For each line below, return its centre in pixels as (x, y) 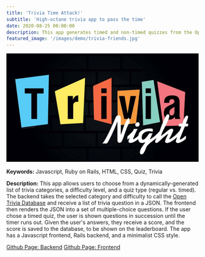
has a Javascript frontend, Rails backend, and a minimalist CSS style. (93, 235)
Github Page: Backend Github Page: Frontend (63, 247)
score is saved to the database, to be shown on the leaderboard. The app (99, 228)
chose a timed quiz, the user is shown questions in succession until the (96, 215)
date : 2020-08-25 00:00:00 (41, 26)
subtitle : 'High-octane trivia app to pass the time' (76, 19)
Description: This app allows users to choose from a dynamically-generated (103, 183)
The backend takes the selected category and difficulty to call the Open (97, 196)
